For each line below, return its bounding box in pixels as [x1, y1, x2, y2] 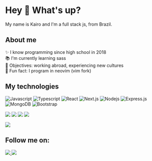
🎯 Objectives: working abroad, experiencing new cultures [5, 62, 124, 68]
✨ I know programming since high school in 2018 [5, 49, 106, 55]
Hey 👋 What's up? [5, 5, 81, 16]
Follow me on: [5, 136, 50, 145]
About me [5, 36, 37, 44]
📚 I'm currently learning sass [5, 55, 66, 61]
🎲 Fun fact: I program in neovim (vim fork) [5, 67, 92, 73]
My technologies [5, 83, 59, 91]
